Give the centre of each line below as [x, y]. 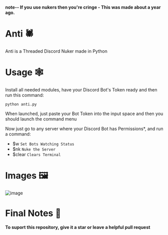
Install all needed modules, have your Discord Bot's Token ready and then [81, 89]
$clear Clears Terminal [37, 154]
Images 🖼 [27, 176]
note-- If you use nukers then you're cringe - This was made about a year [83, 7]
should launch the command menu [41, 119]
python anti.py [21, 104]
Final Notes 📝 [33, 213]
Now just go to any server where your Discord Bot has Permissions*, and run [84, 129]
